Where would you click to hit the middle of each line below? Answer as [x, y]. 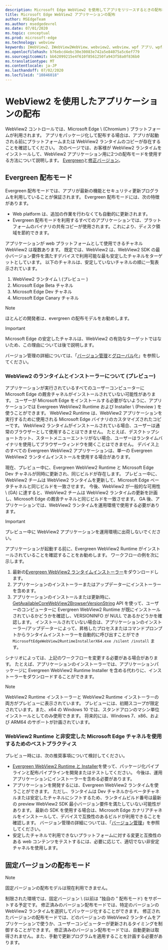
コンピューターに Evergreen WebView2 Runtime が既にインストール [91, 609]
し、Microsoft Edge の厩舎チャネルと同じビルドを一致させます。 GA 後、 [80, 499]
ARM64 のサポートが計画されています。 [52, 722]
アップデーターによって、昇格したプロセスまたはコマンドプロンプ [95, 628]
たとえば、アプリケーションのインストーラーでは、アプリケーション [84, 664]
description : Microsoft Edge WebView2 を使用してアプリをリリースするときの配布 [84, 10]
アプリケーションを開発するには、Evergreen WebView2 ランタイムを [83, 785]
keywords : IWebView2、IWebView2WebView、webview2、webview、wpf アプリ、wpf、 [86, 47]
